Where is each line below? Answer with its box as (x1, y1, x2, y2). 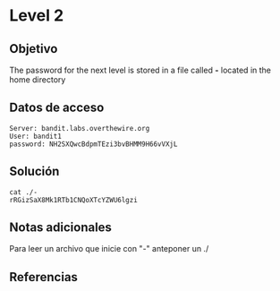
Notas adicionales (9, 220, 112, 235)
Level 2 (9, 5, 64, 26)
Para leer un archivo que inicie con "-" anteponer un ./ (9, 244, 209, 254)
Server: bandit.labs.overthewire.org (9, 124, 150, 133)
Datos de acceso (9, 100, 105, 116)
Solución (9, 164, 60, 179)
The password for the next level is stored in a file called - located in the (9, 64, 271, 75)
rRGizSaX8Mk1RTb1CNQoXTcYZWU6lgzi (9, 195, 139, 204)
